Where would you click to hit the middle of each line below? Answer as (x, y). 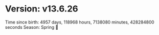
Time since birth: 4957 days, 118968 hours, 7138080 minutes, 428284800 (80, 22)
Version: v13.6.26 (42, 9)
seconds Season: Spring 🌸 (32, 27)
